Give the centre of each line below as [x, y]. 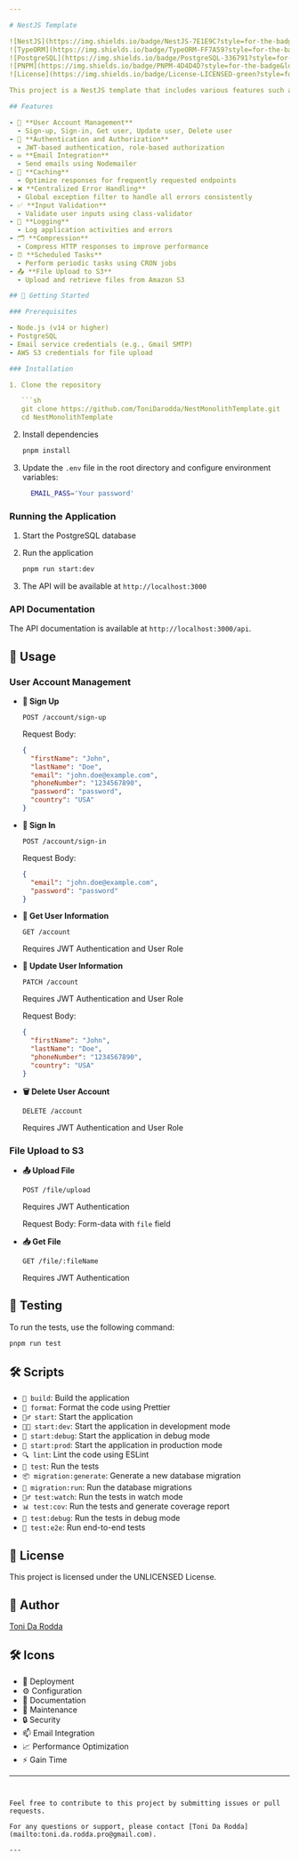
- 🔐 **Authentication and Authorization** [89, 139]
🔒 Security [41, 1719]
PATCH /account [50, 982]
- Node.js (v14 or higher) [59, 328]
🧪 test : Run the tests [61, 1466]
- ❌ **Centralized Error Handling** [78, 189]
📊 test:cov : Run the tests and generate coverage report [125, 1506]
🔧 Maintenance [50, 1710]
